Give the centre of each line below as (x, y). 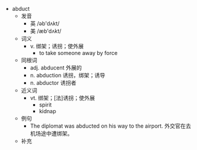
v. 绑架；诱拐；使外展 (57, 46)
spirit (45, 105)
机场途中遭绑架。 (51, 133)
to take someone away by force (78, 53)
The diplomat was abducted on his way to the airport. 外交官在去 (111, 126)
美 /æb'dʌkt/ (46, 31)
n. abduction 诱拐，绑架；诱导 (68, 75)
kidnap (47, 111)
